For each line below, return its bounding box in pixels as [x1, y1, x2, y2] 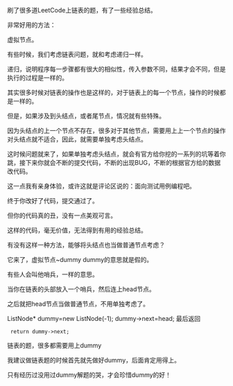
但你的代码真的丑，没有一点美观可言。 [7, 211, 116, 220]
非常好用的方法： [7, 21, 56, 29]
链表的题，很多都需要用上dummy [7, 342, 102, 349]
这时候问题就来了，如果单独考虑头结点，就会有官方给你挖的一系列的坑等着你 [7, 150, 226, 158]
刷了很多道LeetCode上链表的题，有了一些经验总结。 [7, 6, 157, 14]
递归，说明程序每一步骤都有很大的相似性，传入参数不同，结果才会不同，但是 [7, 65, 226, 73]
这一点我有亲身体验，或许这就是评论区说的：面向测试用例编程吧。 [7, 182, 196, 190]
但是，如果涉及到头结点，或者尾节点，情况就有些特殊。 [7, 112, 165, 120]
